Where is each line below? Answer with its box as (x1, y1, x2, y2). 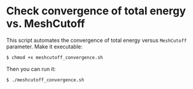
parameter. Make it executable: (6, 43, 83, 50)
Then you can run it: (6, 65, 56, 72)
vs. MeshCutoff (6, 17, 85, 30)
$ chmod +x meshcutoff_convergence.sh (6, 54, 103, 60)
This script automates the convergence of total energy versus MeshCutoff (6, 36, 187, 44)
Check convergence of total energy (6, 4, 186, 18)
